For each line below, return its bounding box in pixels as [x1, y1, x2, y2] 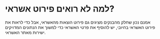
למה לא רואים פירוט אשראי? [5, 3, 115, 14]
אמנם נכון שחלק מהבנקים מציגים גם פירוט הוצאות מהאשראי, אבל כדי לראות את [5, 19, 151, 25]
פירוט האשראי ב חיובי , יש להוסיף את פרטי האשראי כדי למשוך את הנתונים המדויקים [5, 24, 156, 30]
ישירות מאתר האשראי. [5, 29, 46, 35]
